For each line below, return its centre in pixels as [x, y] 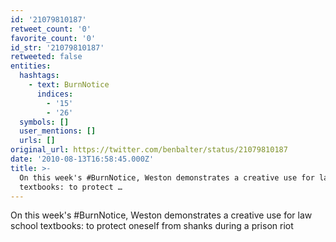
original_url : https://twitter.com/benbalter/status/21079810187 [149, 150]
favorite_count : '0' [53, 38]
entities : [31, 66]
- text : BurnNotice [69, 85]
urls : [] [37, 141]
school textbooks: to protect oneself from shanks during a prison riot [152, 226]
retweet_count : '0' [51, 29]
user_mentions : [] [58, 131]
